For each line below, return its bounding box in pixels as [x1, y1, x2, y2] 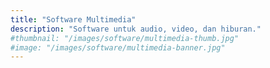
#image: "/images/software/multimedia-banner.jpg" [10, 42, 226, 53]
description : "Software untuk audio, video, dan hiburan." [10, 24, 262, 34]
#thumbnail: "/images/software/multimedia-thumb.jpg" [10, 33, 240, 43]
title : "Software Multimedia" [10, 14, 137, 25]
